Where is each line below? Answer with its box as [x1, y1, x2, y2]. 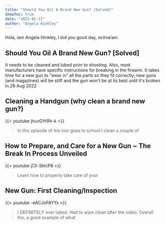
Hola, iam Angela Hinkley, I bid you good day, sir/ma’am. [5, 35, 119, 40]
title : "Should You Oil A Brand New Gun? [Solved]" [5, 7, 113, 12]
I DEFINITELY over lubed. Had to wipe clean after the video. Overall [17, 209, 154, 215]
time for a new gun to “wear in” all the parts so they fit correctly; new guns [5, 73, 157, 78]
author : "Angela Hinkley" [5, 21, 58, 26]
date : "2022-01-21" [5, 16, 45, 21]
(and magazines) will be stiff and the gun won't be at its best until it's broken [5, 77, 160, 84]
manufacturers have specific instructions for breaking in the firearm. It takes [5, 67, 160, 73]
